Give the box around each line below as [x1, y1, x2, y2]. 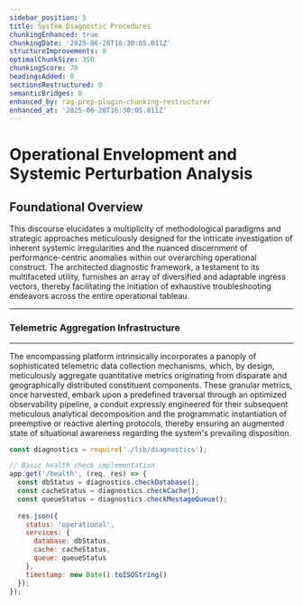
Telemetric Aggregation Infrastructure [9, 321, 180, 334]
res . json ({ [17, 511, 59, 520]
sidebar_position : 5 [9, 13, 87, 23]
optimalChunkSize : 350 [9, 55, 95, 64]
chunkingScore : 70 [9, 64, 78, 73]
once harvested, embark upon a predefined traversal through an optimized [9, 389, 287, 400]
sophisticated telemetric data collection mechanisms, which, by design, [9, 360, 275, 371]
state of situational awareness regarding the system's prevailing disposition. [9, 427, 292, 438]
